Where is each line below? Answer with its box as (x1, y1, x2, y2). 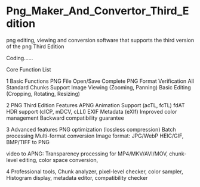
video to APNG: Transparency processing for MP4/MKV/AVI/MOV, (6, 150, 168, 157)
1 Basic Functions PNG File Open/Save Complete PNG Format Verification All (6, 77, 194, 85)
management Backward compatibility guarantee (6, 114, 124, 121)
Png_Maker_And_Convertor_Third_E (6, 4, 189, 18)
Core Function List (6, 66, 51, 73)
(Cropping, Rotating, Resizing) (6, 90, 81, 97)
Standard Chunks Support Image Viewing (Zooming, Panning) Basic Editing (6, 83, 191, 91)
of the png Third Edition (6, 43, 64, 50)
